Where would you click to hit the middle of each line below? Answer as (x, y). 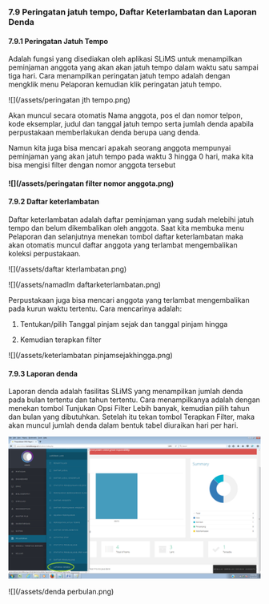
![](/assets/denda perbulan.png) (61, 591)
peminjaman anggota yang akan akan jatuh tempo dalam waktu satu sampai (133, 67)
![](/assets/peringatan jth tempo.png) (69, 100)
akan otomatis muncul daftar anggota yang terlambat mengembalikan (123, 245)
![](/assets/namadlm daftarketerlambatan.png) (85, 284)
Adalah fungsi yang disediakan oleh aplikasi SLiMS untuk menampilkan (125, 59)
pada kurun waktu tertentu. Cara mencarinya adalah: (95, 308)
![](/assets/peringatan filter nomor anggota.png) (91, 183)
